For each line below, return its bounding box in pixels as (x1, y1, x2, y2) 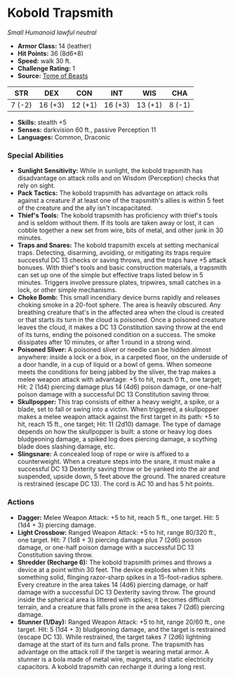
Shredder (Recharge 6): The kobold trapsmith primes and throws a (17, 558, 212, 566)
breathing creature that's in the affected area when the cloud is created (17, 308, 224, 317)
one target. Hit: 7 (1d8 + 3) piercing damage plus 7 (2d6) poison (17, 536, 202, 544)
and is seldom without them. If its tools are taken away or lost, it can (17, 219, 214, 227)
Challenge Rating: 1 (17, 64, 76, 72)
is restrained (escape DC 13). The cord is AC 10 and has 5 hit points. (17, 479, 214, 488)
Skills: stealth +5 (17, 118, 67, 126)
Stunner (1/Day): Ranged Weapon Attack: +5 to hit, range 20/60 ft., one (17, 618, 226, 626)
